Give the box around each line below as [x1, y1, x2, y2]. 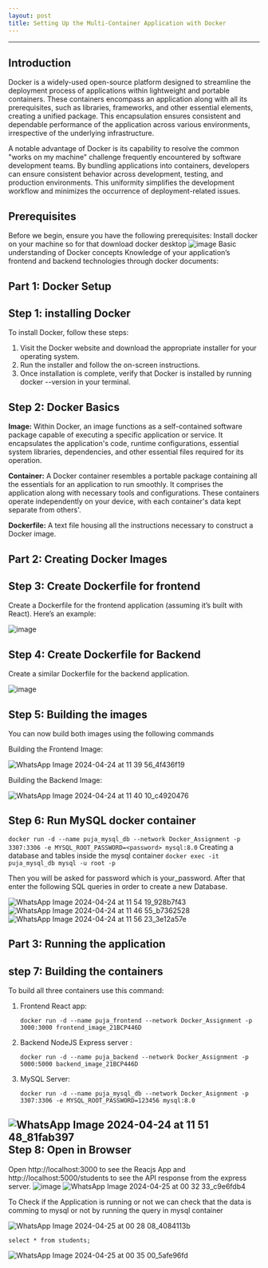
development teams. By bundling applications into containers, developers [8, 161, 250, 170]
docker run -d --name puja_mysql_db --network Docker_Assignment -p [8, 835, 241, 843]
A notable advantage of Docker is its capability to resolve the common [8, 144, 239, 154]
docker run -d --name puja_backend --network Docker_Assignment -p [19, 1053, 249, 1061]
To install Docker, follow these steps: [8, 328, 129, 337]
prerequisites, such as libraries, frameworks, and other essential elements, [8, 103, 254, 113]
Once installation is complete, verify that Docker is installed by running [19, 369, 252, 378]
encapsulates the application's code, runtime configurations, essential [8, 439, 239, 449]
